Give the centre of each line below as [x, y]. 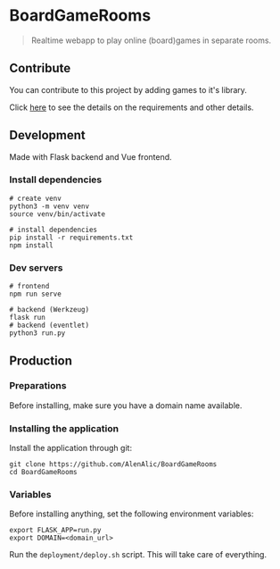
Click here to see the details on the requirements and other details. [132, 107]
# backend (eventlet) [49, 326]
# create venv [36, 198]
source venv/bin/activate [57, 214]
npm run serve [36, 294]
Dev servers [36, 267]
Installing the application [64, 428]
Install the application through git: [70, 448]
